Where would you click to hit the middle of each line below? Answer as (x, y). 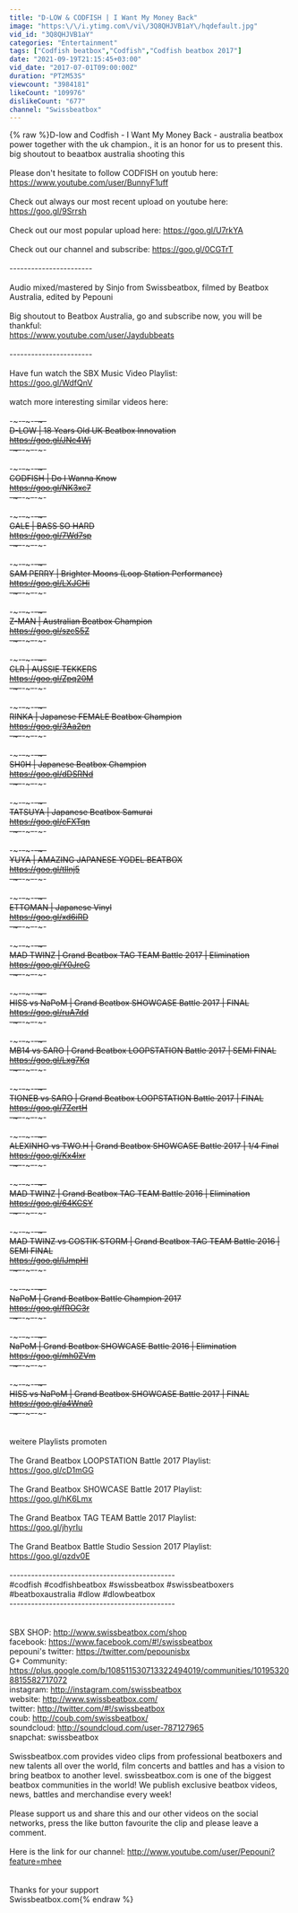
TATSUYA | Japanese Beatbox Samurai (81, 812)
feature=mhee (36, 1861)
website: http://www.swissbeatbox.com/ (84, 1699)
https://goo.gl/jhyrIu (46, 1528)
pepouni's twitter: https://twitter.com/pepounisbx (100, 1652)
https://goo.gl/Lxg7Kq (50, 1060)
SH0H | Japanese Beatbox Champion (78, 765)
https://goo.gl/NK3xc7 (50, 488)
